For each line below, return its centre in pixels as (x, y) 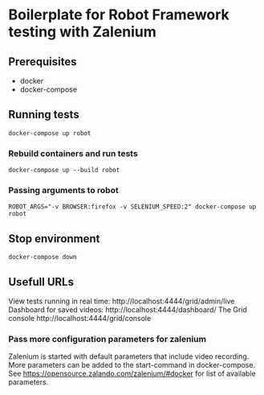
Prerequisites (43, 62)
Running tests (44, 115)
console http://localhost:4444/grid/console (80, 319)
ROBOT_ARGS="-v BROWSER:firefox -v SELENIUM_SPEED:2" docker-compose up (132, 207)
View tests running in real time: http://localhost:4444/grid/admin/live (122, 301)
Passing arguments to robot (63, 191)
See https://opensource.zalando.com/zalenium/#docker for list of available (132, 374)
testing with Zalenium (82, 32)
